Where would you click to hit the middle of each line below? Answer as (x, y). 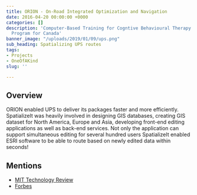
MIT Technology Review (44, 180)
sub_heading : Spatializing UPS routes (54, 45)
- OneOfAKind (22, 61)
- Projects (19, 55)
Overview (24, 95)
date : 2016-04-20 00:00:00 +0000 (47, 17)
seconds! (17, 147)
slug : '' (17, 66)
